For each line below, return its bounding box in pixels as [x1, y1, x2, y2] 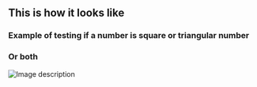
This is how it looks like [8, 6, 125, 20]
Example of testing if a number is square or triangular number [8, 30, 250, 41]
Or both [8, 51, 38, 62]
